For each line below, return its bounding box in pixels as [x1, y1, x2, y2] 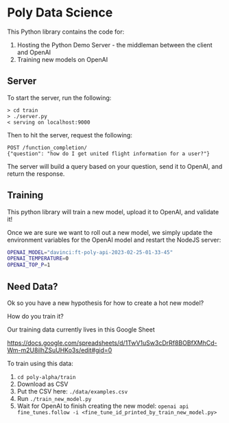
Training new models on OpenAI [16, 55, 108, 63]
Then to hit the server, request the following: [7, 130, 132, 139]
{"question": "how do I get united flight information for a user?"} [7, 150, 210, 157]
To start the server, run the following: [7, 93, 112, 102]
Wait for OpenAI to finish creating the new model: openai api [16, 402, 189, 410]
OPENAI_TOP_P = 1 [7, 262, 51, 268]
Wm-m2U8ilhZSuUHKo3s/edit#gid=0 [7, 346, 112, 354]
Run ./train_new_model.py [16, 395, 92, 402]
